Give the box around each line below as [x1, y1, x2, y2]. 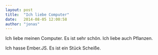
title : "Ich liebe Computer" [5, 12, 70, 17]
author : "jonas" [5, 21, 40, 27]
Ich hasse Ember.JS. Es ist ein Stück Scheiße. [5, 45, 101, 51]
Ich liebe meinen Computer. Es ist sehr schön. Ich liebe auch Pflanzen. [5, 35, 153, 41]
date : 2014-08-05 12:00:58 [5, 17, 67, 22]
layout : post [5, 7, 33, 13]
